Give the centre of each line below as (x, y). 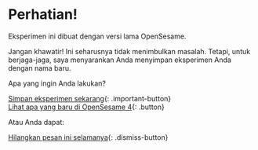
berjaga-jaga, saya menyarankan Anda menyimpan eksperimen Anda (120, 60)
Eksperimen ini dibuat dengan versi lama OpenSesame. (97, 36)
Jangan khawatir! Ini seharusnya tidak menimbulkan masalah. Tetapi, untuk (129, 51)
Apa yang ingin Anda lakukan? (57, 83)
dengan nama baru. (40, 68)
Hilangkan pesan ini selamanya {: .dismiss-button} (88, 137)
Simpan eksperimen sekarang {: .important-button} (90, 98)
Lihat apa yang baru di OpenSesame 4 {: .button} (86, 107)
